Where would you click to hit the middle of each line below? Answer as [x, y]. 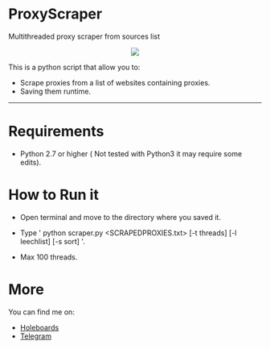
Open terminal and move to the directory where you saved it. [120, 217]
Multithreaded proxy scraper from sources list [84, 36]
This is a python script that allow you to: [74, 67]
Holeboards [39, 327]
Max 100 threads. [49, 257]
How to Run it [53, 195]
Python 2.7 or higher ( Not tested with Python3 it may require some [131, 153]
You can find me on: [41, 312]
